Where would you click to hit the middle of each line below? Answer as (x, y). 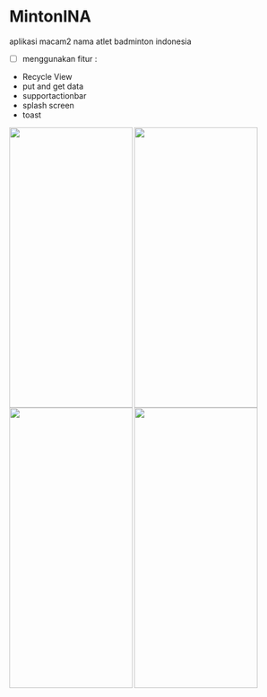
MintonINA (50, 17)
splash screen (48, 105)
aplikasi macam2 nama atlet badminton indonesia (100, 41)
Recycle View (47, 77)
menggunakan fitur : (60, 58)
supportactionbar (54, 96)
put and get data (53, 86)
